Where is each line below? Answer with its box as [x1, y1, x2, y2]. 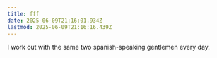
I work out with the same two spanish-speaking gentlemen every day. [7, 43, 211, 52]
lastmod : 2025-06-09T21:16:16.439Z [7, 23, 112, 30]
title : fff [7, 10, 40, 18]
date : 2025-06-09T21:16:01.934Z [7, 17, 102, 24]
